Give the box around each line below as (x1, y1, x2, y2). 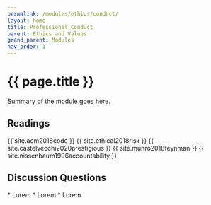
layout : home (7, 17, 46, 24)
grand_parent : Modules (7, 37, 74, 44)
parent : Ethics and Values (7, 30, 87, 37)
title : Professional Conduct (7, 23, 93, 30)
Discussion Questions (7, 172, 106, 184)
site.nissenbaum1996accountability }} (7, 151, 118, 160)
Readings (7, 117, 50, 129)
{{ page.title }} (7, 74, 95, 90)
